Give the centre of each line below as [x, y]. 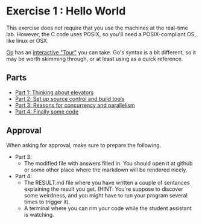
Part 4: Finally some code [47, 111]
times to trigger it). [47, 202]
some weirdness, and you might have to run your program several [106, 195]
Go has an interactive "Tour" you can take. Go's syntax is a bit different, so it [101, 52]
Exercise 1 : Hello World [66, 11]
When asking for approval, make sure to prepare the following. [84, 145]
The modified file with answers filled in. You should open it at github [108, 163]
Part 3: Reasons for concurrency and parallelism [75, 105]
